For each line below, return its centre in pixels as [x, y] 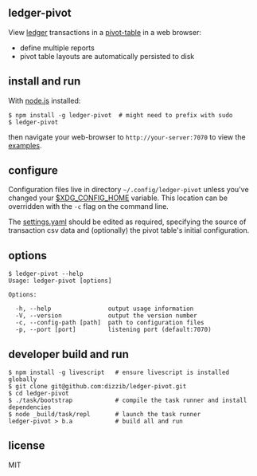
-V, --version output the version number [106, 316]
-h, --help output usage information [105, 309]
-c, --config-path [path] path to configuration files [110, 323]
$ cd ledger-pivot [39, 394]
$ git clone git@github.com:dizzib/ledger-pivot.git [97, 387]
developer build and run [69, 354]
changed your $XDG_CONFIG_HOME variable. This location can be [118, 198]
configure [33, 171]
